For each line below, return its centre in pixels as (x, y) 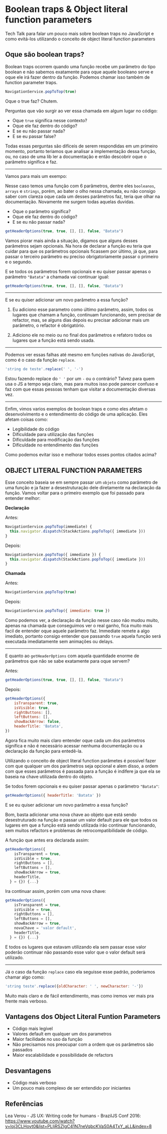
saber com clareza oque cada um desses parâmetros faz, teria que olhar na (83, 196)
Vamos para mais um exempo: (36, 176)
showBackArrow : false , (38, 722)
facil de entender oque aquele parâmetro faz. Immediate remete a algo (78, 631)
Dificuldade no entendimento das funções (55, 445)
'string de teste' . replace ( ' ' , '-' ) (44, 369)
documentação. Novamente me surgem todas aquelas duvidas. (70, 202)
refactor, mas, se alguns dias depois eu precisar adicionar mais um (81, 320)
